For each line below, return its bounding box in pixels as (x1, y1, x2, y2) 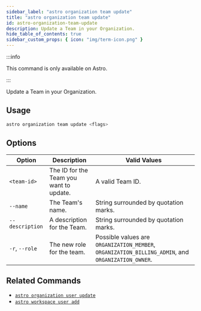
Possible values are (95, 232, 150, 241)
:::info (6, 53, 20, 60)
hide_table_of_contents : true (6, 31, 82, 37)
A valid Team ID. (95, 177, 141, 186)
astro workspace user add (14, 299, 80, 305)
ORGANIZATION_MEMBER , (95, 240, 156, 249)
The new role (49, 240, 87, 249)
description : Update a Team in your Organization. (6, 25, 135, 32)
